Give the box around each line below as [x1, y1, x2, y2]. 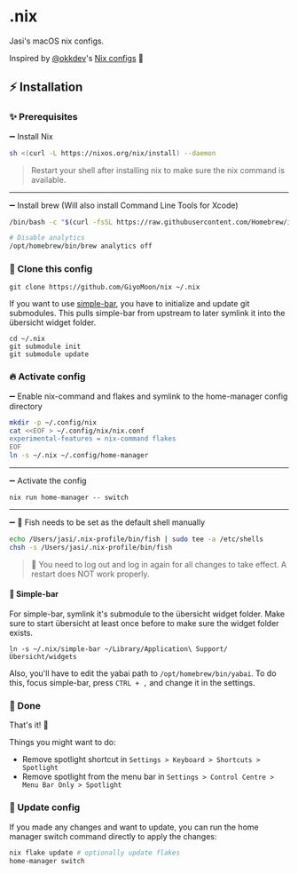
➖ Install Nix [9, 131, 53, 141]
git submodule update [9, 350, 90, 359]
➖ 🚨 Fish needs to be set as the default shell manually [9, 517, 206, 528]
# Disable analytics [9, 234, 86, 242]
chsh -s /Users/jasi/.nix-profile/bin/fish [9, 543, 173, 552]
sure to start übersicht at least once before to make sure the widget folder [9, 618, 279, 629]
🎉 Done [9, 699, 42, 711]
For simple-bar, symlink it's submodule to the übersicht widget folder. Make [9, 608, 286, 619]
